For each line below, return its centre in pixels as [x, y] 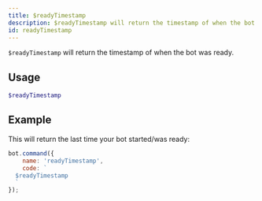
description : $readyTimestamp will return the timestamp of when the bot [132, 23]
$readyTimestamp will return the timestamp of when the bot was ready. [121, 53]
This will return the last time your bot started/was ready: [99, 139]
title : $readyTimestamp [47, 15]
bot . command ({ [31, 153]
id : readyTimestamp [40, 30]
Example [30, 120]
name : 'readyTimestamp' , [63, 161]
